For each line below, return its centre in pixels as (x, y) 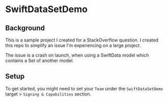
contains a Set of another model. (39, 61)
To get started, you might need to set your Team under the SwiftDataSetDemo (84, 88)
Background (25, 28)
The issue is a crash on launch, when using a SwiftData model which (77, 55)
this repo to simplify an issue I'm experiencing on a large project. (73, 45)
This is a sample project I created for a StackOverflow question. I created (82, 40)
